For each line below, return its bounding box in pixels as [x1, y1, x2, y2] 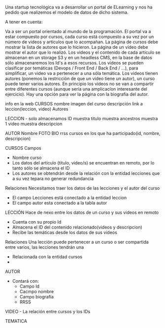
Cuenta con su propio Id [12, 219, 62, 225]
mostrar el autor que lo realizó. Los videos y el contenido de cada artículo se [5, 49, 161, 55]
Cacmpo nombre [19, 289, 54, 295]
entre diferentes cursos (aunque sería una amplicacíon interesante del [5, 86, 148, 92]
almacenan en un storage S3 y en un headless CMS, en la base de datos [5, 55, 153, 61]
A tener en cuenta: [5, 19, 43, 25]
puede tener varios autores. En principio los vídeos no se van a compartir [5, 81, 154, 87]
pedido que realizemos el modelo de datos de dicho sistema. [5, 9, 129, 15]
